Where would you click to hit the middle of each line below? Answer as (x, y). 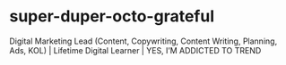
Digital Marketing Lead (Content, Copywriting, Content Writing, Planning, (143, 41)
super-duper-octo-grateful (112, 16)
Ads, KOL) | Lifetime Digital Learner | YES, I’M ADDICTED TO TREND (135, 50)
